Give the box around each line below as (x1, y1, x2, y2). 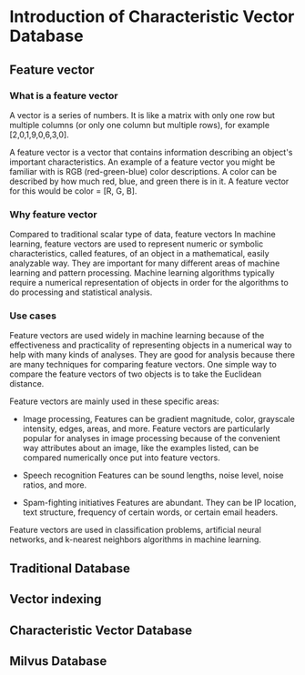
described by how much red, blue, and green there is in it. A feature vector (9, 176, 290, 186)
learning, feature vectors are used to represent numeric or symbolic (9, 238, 264, 249)
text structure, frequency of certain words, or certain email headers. (22, 507, 279, 518)
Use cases (9, 309, 57, 322)
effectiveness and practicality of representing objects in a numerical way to (9, 339, 292, 351)
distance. (9, 378, 45, 389)
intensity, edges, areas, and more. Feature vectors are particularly (22, 423, 270, 434)
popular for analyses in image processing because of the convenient (22, 433, 280, 444)
